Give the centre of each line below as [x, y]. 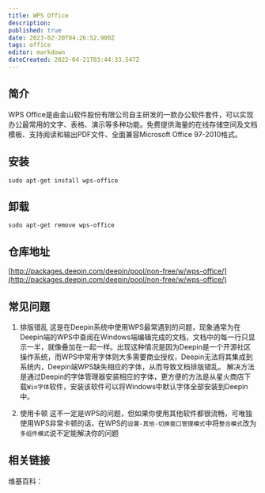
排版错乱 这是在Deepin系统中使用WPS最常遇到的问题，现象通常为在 [130, 327]
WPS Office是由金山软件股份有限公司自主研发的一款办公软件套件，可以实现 [131, 114]
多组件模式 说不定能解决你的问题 [69, 433]
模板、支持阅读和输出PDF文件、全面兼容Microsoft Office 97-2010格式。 [125, 134]
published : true [35, 30]
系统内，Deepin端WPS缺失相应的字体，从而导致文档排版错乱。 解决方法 [137, 366]
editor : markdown [37, 52]
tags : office [30, 45]
